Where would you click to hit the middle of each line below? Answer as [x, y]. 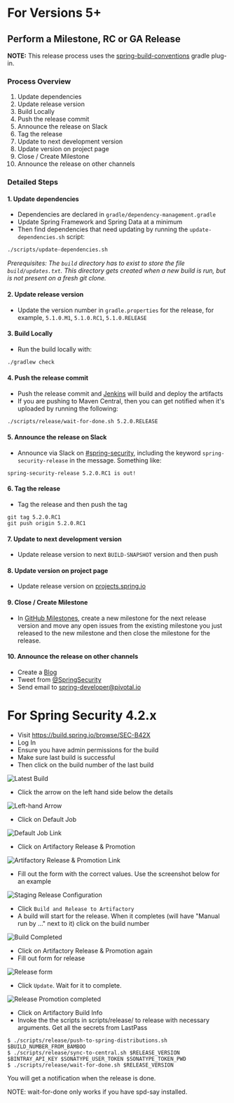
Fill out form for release [51, 958]
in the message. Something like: [116, 460]
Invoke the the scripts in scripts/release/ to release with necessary [113, 1020]
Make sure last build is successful [66, 757]
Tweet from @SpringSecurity [59, 679]
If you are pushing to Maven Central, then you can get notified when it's [121, 401]
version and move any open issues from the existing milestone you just [120, 625]
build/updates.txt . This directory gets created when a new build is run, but [117, 271]
